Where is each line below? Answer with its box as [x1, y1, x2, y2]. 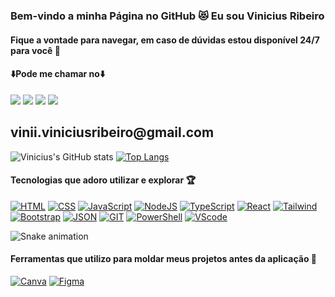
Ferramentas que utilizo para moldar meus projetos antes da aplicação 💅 [10, 253, 317, 265]
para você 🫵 [10, 44, 61, 56]
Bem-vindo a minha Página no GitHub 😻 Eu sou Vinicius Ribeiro [10, 9, 325, 23]
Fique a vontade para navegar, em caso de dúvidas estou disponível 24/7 [10, 34, 320, 46]
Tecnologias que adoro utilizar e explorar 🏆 [10, 174, 196, 186]
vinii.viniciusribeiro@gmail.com [10, 124, 215, 141]
